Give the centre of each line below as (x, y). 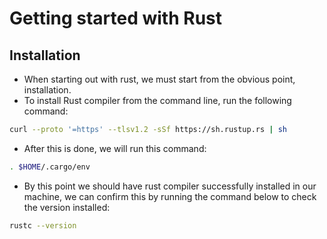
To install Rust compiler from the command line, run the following (157, 100)
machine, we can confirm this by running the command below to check (170, 196)
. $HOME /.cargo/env (50, 167)
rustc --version (43, 225)
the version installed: (67, 207)
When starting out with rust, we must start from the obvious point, (159, 79)
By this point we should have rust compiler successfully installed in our (170, 186)
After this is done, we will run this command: (115, 148)
